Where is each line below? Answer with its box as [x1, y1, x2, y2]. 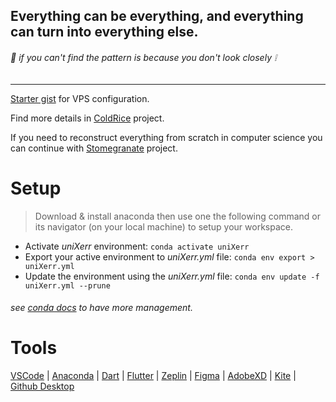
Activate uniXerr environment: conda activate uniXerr [24, 240, 250, 252]
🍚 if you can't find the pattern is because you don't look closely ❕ [10, 51, 277, 63]
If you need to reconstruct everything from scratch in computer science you [10, 131, 323, 143]
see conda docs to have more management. [10, 302, 193, 314]
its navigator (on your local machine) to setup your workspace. [34, 220, 293, 233]
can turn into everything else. [10, 24, 199, 41]
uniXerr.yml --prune [24, 280, 111, 291]
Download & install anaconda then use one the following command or [34, 210, 322, 222]
